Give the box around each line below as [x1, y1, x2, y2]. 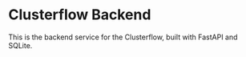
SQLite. [8, 40, 33, 50]
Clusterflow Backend [8, 6, 151, 24]
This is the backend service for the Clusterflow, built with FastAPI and [8, 32, 238, 42]
